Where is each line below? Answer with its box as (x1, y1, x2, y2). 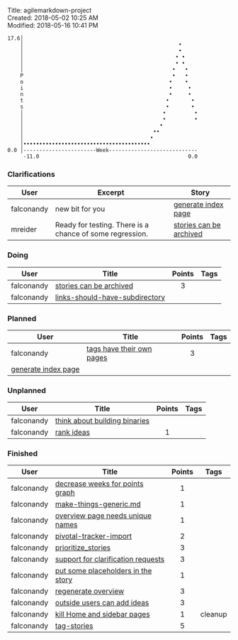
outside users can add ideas (55, 598, 149, 608)
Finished (7, 449, 38, 459)
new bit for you (55, 204, 106, 214)
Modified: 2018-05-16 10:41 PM (7, 21, 98, 29)
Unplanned (7, 385, 46, 395)
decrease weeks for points (55, 479, 144, 489)
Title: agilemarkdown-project (7, 6, 92, 14)
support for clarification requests (55, 554, 165, 564)
